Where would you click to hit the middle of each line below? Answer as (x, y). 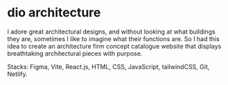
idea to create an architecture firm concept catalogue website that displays (114, 46)
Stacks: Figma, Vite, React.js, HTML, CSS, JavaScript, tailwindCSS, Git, (108, 66)
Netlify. (17, 74)
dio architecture (54, 13)
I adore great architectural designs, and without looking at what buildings (112, 32)
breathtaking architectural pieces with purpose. (75, 53)
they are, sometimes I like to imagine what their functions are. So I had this (113, 38)
